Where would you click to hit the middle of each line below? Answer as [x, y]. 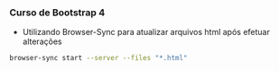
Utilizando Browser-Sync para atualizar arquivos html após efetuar [146, 32]
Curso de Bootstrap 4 [57, 13]
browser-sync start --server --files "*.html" [98, 58]
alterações [42, 41]
